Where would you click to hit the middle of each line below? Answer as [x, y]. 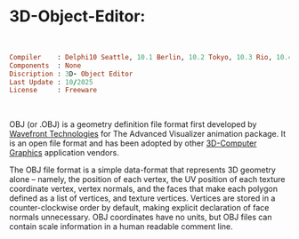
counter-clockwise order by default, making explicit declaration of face [139, 208]
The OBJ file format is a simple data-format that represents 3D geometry [142, 170]
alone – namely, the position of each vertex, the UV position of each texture [147, 179]
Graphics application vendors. [65, 153]
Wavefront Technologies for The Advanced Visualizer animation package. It [148, 134]
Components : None [45, 65]
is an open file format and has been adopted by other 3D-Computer [133, 143]
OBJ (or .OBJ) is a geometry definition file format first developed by [133, 124]
